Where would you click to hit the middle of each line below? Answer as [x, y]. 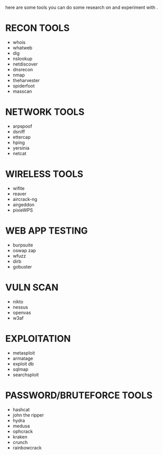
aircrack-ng [25, 199]
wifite [18, 188]
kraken [20, 437]
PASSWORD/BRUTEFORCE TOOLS [79, 395]
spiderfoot [24, 86]
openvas [22, 313]
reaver [19, 194]
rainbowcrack [27, 447]
